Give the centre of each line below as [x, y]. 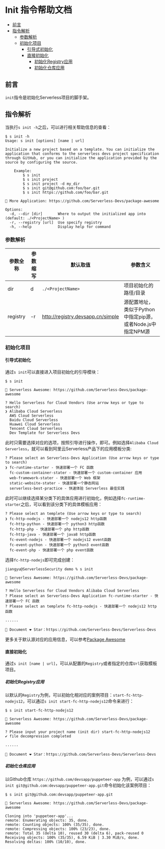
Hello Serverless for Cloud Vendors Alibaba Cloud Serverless [74, 591]
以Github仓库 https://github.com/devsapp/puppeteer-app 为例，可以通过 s [80, 779]
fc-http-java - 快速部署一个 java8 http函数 [53, 534]
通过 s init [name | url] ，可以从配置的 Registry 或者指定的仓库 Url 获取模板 [81, 663]
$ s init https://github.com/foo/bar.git [66, 192]
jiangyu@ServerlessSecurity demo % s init [49, 569]
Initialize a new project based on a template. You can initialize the [80, 149]
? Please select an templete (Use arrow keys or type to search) [73, 513]
